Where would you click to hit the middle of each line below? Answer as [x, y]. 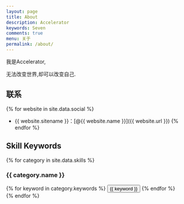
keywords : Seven [26, 28]
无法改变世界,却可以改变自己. [41, 74]
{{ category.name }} [35, 175]
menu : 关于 [18, 39]
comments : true [25, 33]
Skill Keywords [34, 146]
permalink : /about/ [30, 45]
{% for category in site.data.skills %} [50, 160]
